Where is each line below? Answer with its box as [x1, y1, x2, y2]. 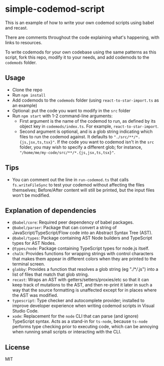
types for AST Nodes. [12, 240, 56, 246]
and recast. [5, 25, 28, 30]
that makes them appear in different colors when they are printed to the [12, 256, 157, 262]
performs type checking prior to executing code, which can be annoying [12, 324, 159, 330]
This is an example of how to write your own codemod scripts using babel [5, 20, 154, 26]
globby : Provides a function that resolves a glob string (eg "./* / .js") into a [12, 266, 159, 272]
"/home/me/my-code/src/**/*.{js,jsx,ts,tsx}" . [19, 149, 116, 155]
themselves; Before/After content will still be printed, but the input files [12, 187, 155, 193]
